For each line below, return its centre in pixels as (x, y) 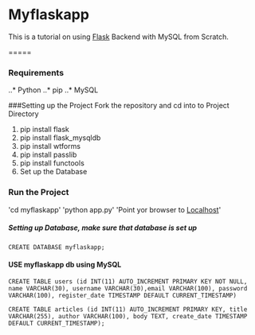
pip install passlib (48, 155)
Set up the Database (53, 172)
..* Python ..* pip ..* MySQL (53, 90)
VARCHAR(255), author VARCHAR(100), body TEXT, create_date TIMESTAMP (128, 316)
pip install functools (52, 163)
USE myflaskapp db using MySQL (65, 265)
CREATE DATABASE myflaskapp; (57, 247)
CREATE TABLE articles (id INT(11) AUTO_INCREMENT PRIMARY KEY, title (128, 309)
